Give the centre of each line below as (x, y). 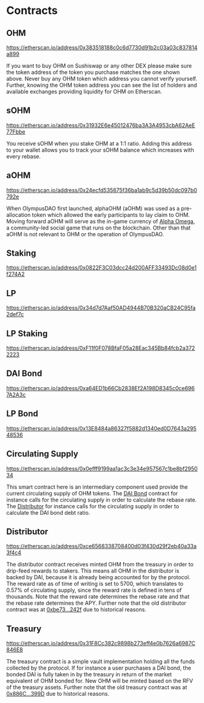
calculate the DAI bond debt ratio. (48, 512)
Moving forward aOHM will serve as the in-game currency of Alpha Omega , (101, 221)
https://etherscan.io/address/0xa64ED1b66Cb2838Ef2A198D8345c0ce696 (101, 388)
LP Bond (22, 414)
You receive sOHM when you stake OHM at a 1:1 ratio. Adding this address (99, 143)
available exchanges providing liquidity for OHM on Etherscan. (84, 91)
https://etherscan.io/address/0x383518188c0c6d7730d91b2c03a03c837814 (102, 47)
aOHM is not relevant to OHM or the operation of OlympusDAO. (85, 234)
